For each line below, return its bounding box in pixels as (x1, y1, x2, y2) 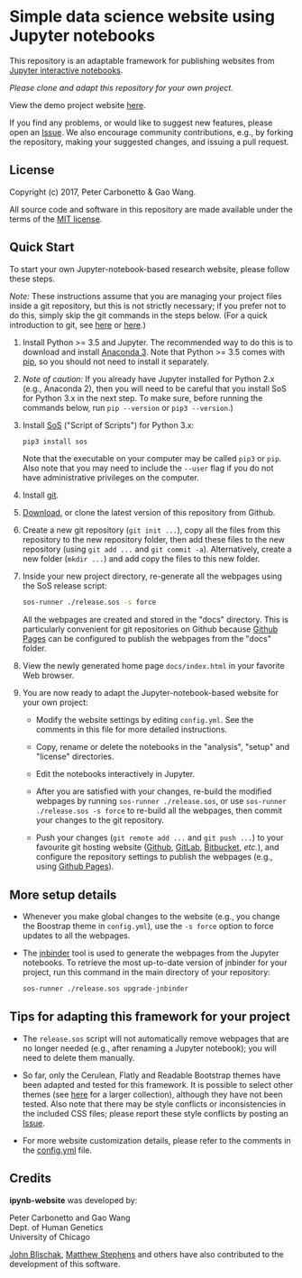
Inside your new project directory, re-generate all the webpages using (22, 571, 282, 582)
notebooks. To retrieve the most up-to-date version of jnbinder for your (22, 957, 288, 968)
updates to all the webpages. (22, 930, 131, 941)
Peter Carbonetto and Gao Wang (9, 1212, 131, 1223)
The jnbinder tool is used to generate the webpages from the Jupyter (22, 948, 279, 959)
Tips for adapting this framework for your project (9, 1009, 290, 1025)
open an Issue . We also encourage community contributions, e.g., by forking (9, 126, 294, 137)
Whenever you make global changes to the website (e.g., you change (22, 911, 280, 922)
